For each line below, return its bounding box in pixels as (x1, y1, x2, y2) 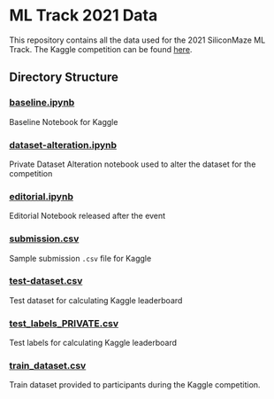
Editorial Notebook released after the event (9, 210, 166, 222)
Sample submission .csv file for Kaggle (9, 253, 152, 263)
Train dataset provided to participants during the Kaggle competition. (9, 379, 261, 390)
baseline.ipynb (9, 97, 75, 109)
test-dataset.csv (9, 275, 83, 287)
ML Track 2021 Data (9, 5, 158, 26)
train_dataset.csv (9, 360, 87, 372)
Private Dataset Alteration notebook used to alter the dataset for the (9, 159, 256, 169)
